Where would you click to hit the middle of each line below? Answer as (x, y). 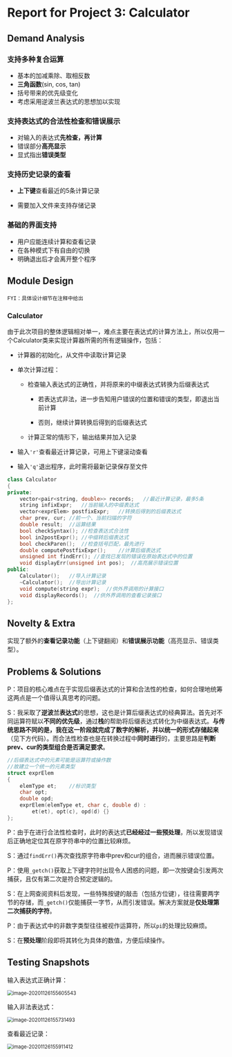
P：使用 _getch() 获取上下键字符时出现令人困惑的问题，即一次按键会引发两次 (115, 870)
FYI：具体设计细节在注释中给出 (46, 298)
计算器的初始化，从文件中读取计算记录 (71, 355)
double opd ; (37, 799)
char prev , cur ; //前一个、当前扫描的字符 (76, 518)
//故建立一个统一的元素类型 (41, 766)
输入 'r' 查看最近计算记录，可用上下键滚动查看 (83, 452)
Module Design (40, 281)
